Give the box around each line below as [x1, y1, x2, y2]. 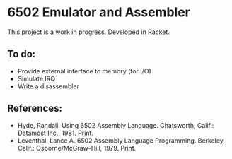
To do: [7, 48, 36, 60]
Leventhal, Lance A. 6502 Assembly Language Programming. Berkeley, [17, 136, 225, 145]
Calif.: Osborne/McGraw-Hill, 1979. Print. [17, 143, 137, 152]
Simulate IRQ [17, 74, 55, 83]
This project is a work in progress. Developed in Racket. [7, 28, 170, 36]
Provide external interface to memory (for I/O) [17, 66, 152, 75]
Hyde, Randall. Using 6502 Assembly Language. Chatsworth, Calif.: [17, 121, 214, 129]
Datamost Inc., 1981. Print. [17, 129, 94, 137]
